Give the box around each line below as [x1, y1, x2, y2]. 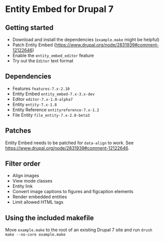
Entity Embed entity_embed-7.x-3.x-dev [12, 91, 95, 97]
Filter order [5, 160, 41, 168]
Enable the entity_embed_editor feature [12, 52, 94, 58]
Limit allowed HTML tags [12, 199, 64, 205]
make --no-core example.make [5, 232, 66, 238]
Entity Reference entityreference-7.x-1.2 [12, 106, 100, 113]
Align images [12, 173, 39, 179]
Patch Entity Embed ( [12, 42, 56, 48]
